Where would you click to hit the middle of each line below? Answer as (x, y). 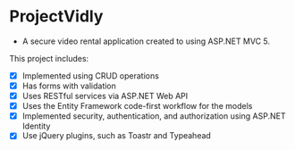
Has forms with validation (69, 86)
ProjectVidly (56, 17)
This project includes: (49, 58)
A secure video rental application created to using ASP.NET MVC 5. (146, 41)
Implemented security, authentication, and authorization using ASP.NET (154, 116)
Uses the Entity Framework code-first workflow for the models (137, 106)
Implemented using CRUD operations (90, 75)
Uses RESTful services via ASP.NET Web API (105, 96)
